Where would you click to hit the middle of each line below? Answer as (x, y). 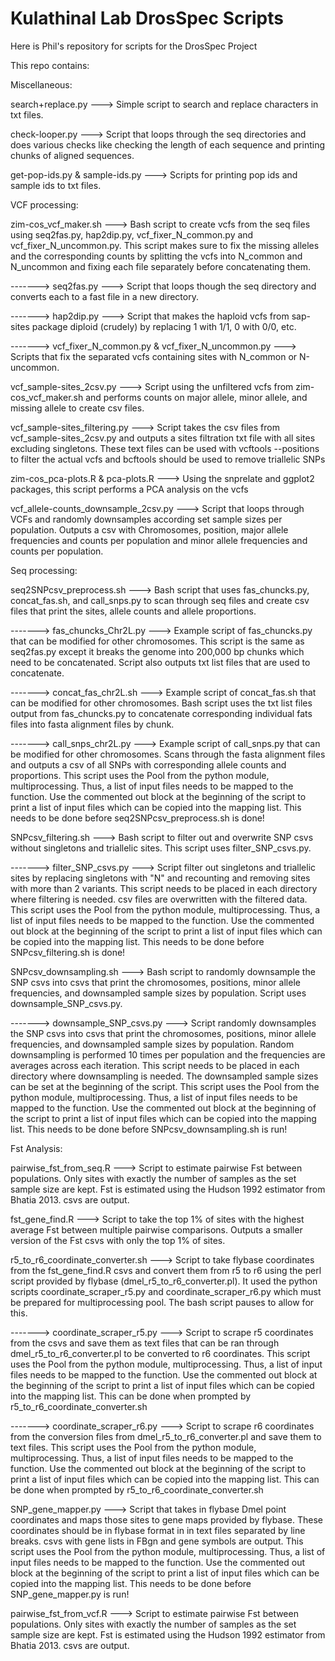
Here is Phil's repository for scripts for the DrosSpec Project (134, 46)
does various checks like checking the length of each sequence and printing (168, 144)
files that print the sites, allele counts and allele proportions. (133, 611)
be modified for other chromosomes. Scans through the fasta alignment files (168, 754)
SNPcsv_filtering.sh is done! (68, 952)
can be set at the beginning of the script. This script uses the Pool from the (165, 1086)
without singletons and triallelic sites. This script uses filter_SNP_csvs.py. (161, 848)
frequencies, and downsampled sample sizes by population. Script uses (158, 993)
